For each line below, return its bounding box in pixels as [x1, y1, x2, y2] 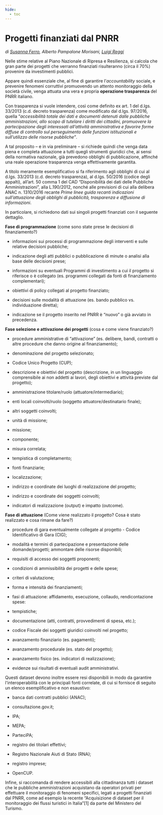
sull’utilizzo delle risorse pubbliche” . [5, 134, 78, 140]
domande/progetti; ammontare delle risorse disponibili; [12, 547, 123, 552]
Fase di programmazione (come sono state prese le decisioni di [5, 224, 134, 230]
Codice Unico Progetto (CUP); [12, 360, 73, 366]
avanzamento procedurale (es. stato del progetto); [12, 646, 113, 652]
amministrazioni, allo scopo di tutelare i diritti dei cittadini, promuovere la [5, 119, 152, 124]
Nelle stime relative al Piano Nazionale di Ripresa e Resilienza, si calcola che [5, 58, 158, 64]
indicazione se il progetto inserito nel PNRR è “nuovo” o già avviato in [12, 312, 151, 318]
